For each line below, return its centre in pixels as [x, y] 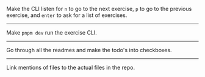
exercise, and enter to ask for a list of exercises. [67, 15]
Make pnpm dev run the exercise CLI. [52, 32]
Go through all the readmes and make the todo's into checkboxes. [89, 50]
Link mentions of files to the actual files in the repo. [71, 67]
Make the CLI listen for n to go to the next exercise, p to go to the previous [99, 9]
